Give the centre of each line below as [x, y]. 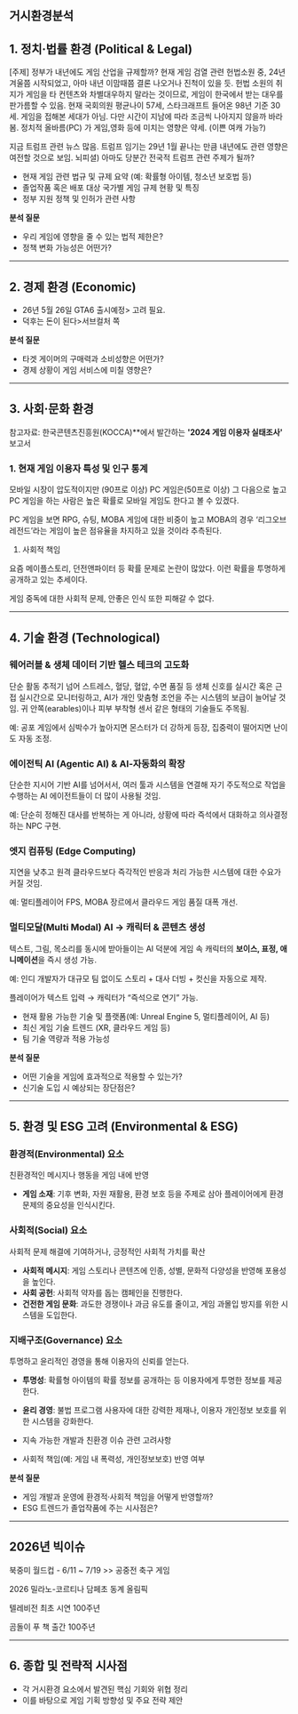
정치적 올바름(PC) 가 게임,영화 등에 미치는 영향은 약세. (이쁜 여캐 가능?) [143, 128]
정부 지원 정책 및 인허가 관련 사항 [78, 199]
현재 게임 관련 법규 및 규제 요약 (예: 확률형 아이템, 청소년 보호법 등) [137, 177]
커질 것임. [26, 883]
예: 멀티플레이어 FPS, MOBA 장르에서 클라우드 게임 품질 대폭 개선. [124, 902]
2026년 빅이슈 [47, 1547]
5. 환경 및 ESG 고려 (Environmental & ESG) [124, 1127]
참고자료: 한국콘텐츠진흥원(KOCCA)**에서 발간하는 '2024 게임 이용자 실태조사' [146, 432]
